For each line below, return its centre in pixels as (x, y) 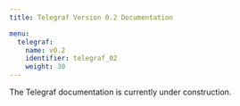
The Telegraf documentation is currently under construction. (120, 92)
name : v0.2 (46, 50)
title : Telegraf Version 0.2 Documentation (91, 17)
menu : (19, 33)
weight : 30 (46, 67)
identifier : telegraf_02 (71, 59)
